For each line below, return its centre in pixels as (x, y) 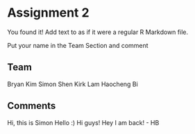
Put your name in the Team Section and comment (78, 45)
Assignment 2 (48, 13)
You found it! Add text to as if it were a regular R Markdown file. (98, 32)
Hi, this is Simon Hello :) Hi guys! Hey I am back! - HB (83, 122)
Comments (32, 106)
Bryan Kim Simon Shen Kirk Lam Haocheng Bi (73, 84)
